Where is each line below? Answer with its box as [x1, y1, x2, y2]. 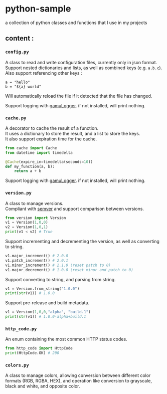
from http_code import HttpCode [5, 346, 73, 351]
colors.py [5, 362, 29, 368]
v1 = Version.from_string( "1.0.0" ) [5, 286, 80, 291]
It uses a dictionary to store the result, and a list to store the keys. [5, 130, 140, 136]
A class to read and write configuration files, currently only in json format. [5, 59, 157, 65]
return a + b [14, 168, 42, 173]
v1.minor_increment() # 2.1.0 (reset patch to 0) [5, 263, 111, 268]
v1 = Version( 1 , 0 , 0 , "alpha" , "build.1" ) [5, 309, 91, 315]
